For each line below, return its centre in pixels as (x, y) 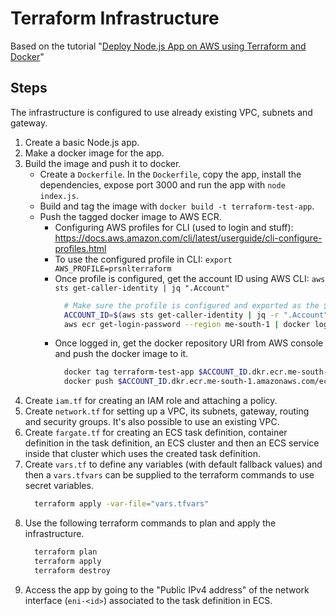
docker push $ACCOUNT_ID (115, 382)
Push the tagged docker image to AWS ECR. (130, 216)
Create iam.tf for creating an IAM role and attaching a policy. (151, 401)
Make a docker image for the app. (94, 153)
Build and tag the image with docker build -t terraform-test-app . (177, 206)
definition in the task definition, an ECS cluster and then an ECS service (172, 443)
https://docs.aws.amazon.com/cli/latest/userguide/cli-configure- (188, 238)
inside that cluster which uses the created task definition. (142, 454)
